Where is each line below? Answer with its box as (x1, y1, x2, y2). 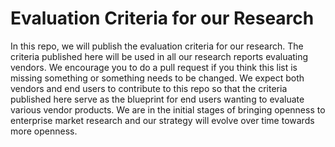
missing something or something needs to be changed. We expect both (10, 72, 305, 84)
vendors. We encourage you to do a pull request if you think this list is (10, 61, 298, 73)
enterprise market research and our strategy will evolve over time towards (10, 114, 315, 126)
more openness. (10, 125, 78, 137)
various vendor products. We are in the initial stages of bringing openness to (10, 103, 326, 116)
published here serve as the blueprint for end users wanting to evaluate (10, 93, 305, 105)
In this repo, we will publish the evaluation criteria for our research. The (10, 40, 304, 52)
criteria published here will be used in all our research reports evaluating (10, 50, 309, 62)
